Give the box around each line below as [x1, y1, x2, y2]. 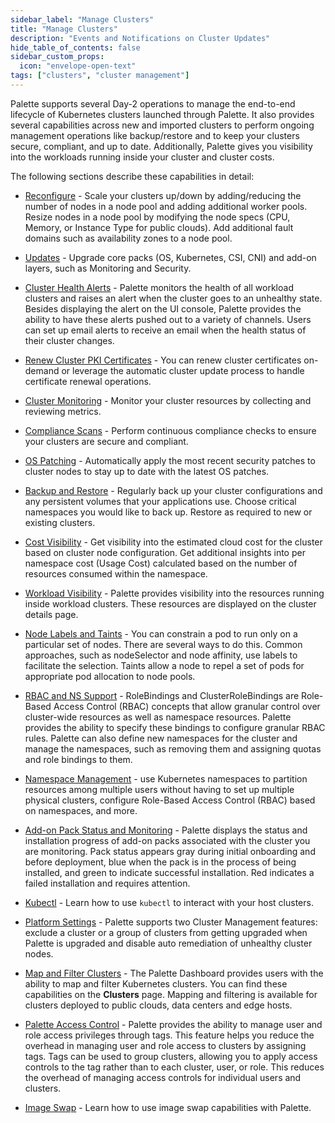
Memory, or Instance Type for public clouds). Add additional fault [24, 221, 294, 233]
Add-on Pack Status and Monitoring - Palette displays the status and [24, 824, 308, 836]
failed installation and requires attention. [24, 877, 191, 889]
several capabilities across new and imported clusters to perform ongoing [10, 119, 315, 131]
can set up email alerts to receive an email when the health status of [24, 324, 307, 336]
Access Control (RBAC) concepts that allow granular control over [53, 700, 321, 712]
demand [24, 364, 60, 376]
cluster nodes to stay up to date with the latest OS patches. [24, 465, 270, 477]
